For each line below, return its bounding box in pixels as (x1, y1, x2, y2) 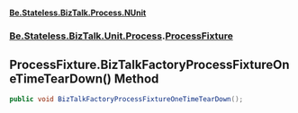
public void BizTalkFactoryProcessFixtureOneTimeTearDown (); (9, 95, 244, 104)
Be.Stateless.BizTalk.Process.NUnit (9, 7, 147, 18)
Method (113, 71, 159, 86)
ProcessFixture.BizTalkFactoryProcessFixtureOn (9, 56, 290, 72)
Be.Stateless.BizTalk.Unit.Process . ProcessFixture (9, 30, 234, 42)
